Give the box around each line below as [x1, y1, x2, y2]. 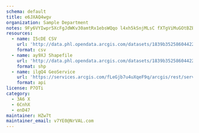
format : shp [17, 63, 46, 69]
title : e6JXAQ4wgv [6, 14, 52, 20]
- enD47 [11, 107, 31, 113]
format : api [17, 80, 46, 86]
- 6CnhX [11, 101, 31, 108]
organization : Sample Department [6, 19, 89, 25]
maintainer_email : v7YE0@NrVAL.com [6, 118, 94, 124]
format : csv [17, 47, 46, 53]
